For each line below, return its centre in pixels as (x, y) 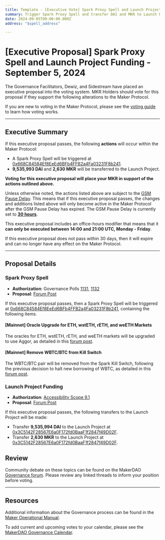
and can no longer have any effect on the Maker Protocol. (63, 244)
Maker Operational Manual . (33, 518)
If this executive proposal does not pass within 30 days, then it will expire (79, 238)
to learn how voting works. (32, 112)
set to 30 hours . (22, 214)
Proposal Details (31, 264)
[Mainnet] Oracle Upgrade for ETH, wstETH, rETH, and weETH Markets (79, 325)
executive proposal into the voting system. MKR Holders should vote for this (82, 92)
